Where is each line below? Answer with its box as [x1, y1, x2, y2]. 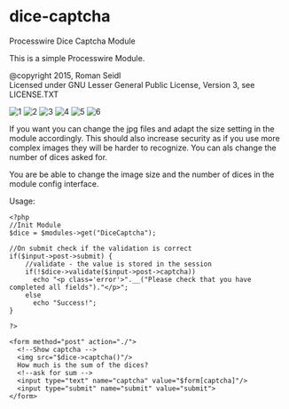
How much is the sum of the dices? [17, 360, 149, 370]
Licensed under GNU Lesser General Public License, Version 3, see [9, 79, 255, 90]
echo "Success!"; [32, 298, 98, 308]
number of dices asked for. [9, 151, 108, 162]
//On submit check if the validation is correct [9, 244, 192, 253]
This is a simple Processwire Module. [9, 52, 145, 63]
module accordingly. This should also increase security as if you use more [9, 132, 281, 143]
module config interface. [9, 178, 99, 188]
